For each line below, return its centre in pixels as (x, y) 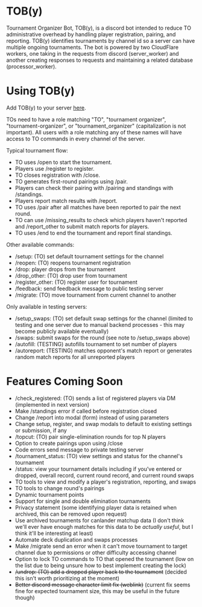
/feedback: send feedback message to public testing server (89, 288)
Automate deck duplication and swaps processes (76, 539)
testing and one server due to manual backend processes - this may (100, 324)
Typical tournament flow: (37, 150)
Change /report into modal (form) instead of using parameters (92, 417)
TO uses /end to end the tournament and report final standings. (94, 233)
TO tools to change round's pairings (59, 488)
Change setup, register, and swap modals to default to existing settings (103, 424)
